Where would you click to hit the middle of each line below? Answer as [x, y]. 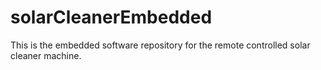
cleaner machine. [46, 55]
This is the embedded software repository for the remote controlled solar [160, 45]
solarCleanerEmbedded [111, 17]
